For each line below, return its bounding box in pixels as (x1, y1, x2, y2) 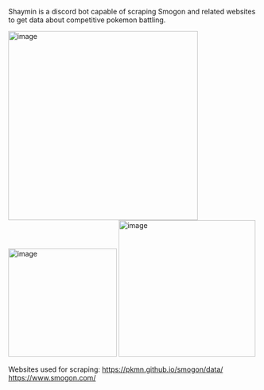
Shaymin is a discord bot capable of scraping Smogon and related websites (8, 7, 256, 16)
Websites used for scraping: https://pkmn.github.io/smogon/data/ (8, 365, 223, 374)
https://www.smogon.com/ (8, 373, 96, 382)
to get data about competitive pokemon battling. (8, 15, 166, 25)
